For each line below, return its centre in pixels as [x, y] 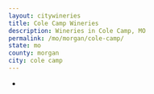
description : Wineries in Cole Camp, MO [77, 31]
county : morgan [34, 53]
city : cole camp [35, 61]
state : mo [25, 46]
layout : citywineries [45, 16]
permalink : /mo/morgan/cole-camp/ [67, 38]
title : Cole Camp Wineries [54, 23]
